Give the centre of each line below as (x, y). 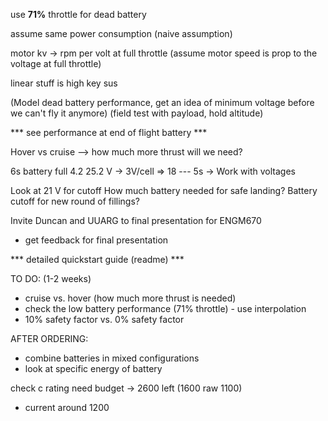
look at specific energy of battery (93, 368)
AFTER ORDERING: (49, 338)
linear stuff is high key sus (64, 83)
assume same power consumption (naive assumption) (121, 33)
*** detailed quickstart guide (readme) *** (97, 259)
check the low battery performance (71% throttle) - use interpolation (165, 308)
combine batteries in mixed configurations (112, 358)
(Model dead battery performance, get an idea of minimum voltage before (162, 102)
